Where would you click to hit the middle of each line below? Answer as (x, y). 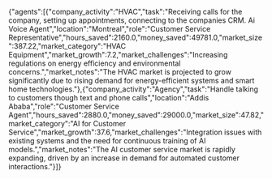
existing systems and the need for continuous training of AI (107, 141)
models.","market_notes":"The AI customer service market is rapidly (122, 149)
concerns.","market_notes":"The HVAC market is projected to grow (120, 72)
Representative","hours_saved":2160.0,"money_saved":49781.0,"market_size (135, 37)
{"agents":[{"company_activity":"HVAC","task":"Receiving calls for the (125, 12)
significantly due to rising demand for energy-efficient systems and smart (132, 81)
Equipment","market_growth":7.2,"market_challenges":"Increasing (118, 55)
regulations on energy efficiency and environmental (95, 63)
